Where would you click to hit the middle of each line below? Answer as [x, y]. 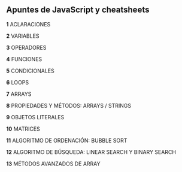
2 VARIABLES [23, 36]
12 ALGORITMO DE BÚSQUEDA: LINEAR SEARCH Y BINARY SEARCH [91, 152]
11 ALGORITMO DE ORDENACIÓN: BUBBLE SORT [67, 140]
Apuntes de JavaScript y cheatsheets [78, 10]
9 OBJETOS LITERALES [35, 117]
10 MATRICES [23, 129]
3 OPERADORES [26, 47]
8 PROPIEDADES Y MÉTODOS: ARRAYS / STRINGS [69, 105]
